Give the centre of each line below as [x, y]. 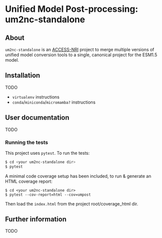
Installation [23, 76]
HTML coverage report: [29, 181]
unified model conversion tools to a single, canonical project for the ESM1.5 [81, 55]
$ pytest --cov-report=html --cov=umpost [48, 195]
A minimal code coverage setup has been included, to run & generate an [78, 176]
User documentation [37, 118]
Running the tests [27, 142]
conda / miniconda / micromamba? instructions [54, 102]
